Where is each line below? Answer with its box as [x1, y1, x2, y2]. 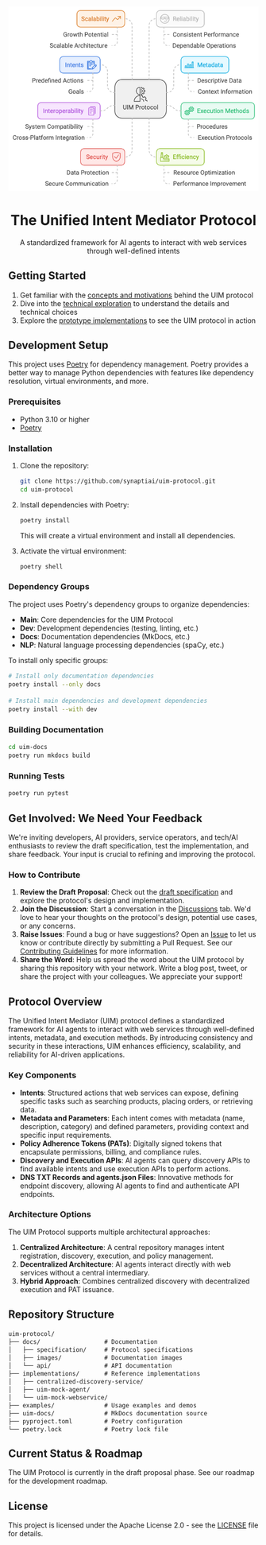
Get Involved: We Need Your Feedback [8, 811, 202, 825]
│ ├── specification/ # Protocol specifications [8, 1345, 194, 1353]
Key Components [8, 1069, 77, 1081]
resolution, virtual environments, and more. [8, 376, 149, 386]
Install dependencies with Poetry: [19, 499, 129, 510]
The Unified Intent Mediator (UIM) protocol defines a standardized [8, 1016, 225, 1026]
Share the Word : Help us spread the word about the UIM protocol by [19, 955, 245, 965]
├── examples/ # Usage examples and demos [8, 1401, 197, 1409]
